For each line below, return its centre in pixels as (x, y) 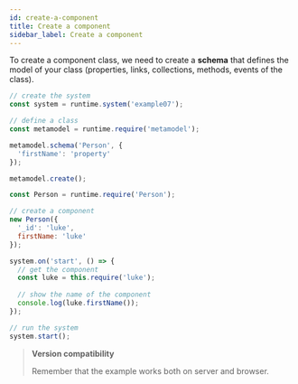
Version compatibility (73, 353)
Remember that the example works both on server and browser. (150, 370)
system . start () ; (40, 336)
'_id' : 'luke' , (46, 228)
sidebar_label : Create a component (76, 34)
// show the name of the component (84, 295)
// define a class (44, 121)
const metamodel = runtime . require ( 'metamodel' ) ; (105, 129)
